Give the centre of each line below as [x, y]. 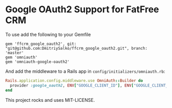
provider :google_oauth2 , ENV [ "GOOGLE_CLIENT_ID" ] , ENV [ [72, 85]
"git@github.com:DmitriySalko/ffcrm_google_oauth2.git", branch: [76, 48]
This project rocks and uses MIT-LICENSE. [50, 100]
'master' [15, 53]
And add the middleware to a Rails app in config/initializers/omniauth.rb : [85, 71]
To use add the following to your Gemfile [48, 34]
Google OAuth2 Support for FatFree [82, 9]
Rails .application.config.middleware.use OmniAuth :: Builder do [74, 80]
